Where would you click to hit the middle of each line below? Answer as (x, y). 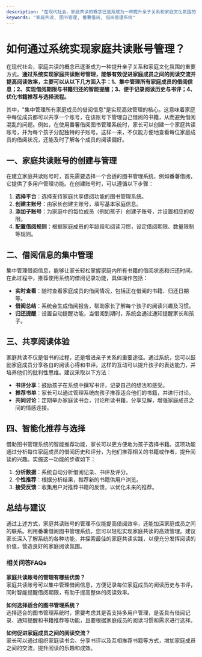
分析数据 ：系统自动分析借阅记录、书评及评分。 (73, 472)
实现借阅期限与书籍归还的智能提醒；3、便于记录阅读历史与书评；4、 (110, 89)
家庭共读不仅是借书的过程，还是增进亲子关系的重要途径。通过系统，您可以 (98, 357)
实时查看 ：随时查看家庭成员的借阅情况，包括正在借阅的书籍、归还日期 (102, 291)
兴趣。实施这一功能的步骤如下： (56, 459)
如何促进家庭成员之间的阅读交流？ (48, 633)
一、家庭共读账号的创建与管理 (62, 160)
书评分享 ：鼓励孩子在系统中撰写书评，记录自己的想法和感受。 (91, 385)
